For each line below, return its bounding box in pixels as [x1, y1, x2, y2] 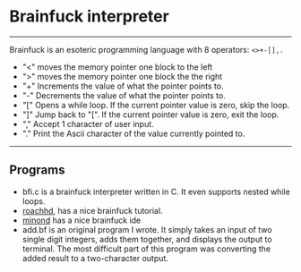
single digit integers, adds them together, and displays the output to [21, 234, 272, 244]
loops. [21, 195, 46, 207]
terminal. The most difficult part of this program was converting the [21, 243, 271, 254]
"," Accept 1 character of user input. [21, 118, 154, 129]
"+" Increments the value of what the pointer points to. [21, 81, 224, 91]
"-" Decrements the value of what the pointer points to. [21, 89, 226, 100]
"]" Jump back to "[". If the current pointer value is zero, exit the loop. [21, 109, 279, 120]
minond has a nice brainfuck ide [21, 215, 142, 225]
